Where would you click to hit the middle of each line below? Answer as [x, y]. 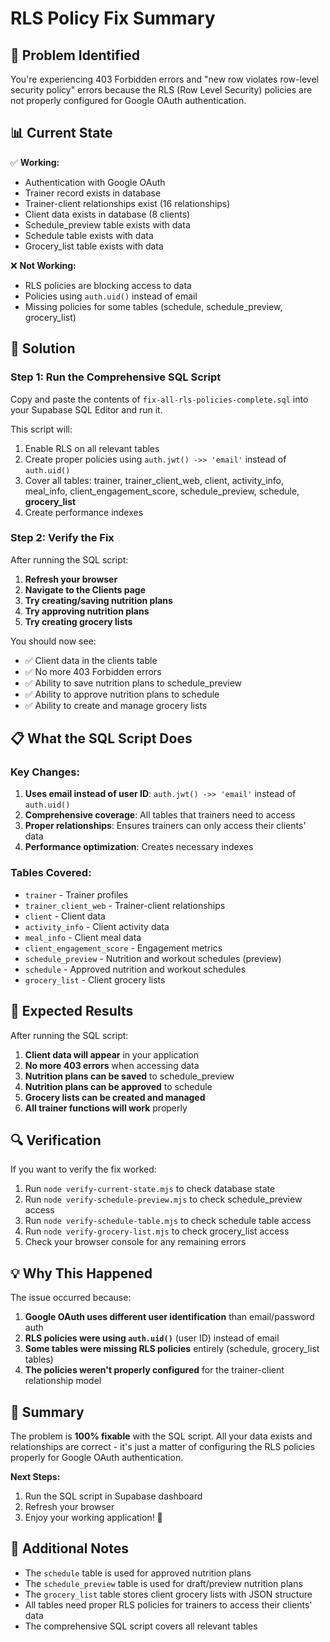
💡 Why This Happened [81, 1273]
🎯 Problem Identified [75, 55]
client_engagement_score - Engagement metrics [123, 948]
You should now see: [53, 641]
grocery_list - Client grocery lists [95, 979]
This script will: [41, 429]
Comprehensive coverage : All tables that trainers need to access [160, 815]
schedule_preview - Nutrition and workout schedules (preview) [153, 958]
